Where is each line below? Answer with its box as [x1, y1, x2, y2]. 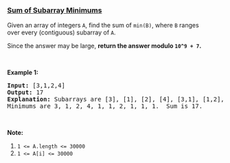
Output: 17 [7, 89, 44, 96]
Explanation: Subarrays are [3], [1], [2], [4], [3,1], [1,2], [7, 96, 225, 103]
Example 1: [7, 68, 39, 77]
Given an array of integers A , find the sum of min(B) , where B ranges [7, 21, 199, 30]
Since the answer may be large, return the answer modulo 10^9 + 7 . [7, 42, 202, 50]
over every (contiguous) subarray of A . [7, 28, 116, 36]
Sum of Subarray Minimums [7, 6, 102, 15]
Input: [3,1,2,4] [7, 82, 65, 89]
